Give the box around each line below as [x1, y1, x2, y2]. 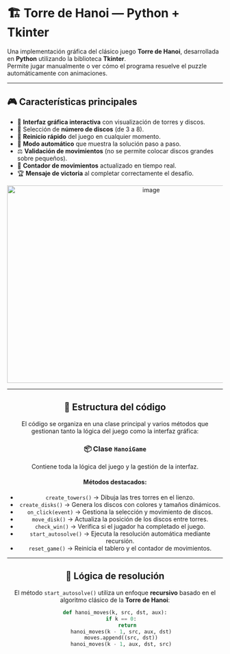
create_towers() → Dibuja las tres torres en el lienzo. [45, 493, 195, 501]
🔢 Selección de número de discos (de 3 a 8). [16, 125, 144, 133]
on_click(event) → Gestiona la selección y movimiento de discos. [27, 508, 214, 516]
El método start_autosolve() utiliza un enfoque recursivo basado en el [14, 588, 216, 597]
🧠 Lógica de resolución [65, 571, 165, 582]
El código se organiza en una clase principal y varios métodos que [21, 419, 209, 428]
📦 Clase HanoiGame [83, 444, 147, 454]
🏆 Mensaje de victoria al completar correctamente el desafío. [16, 169, 194, 177]
